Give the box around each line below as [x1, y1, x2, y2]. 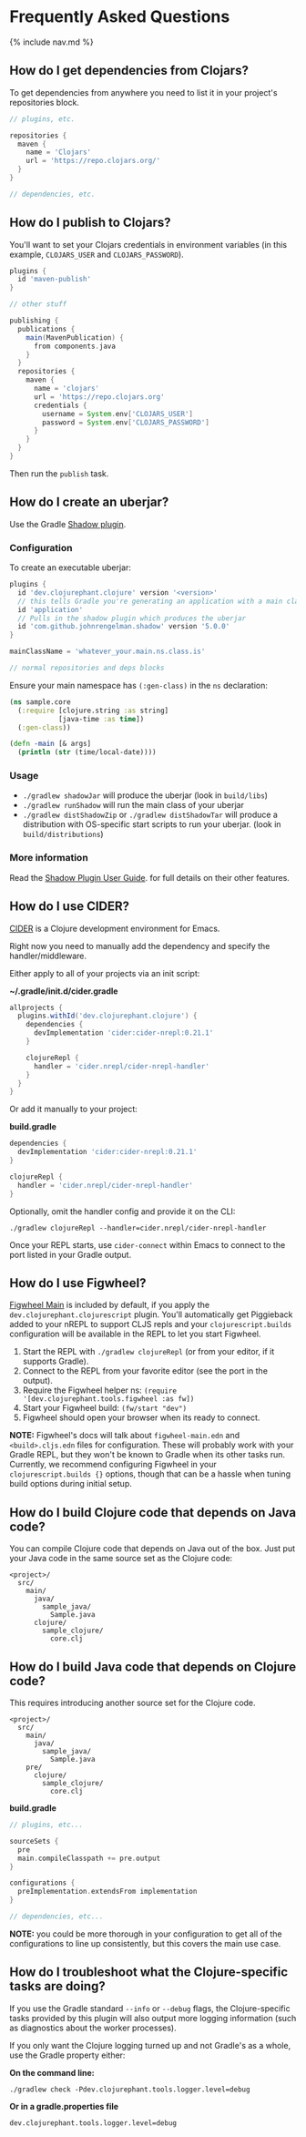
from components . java [33, 342, 117, 351]
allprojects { [9, 1003, 64, 1012]
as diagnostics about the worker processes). [9, 2022, 177, 2033]
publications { [17, 324, 76, 333]
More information [9, 852, 88, 864]
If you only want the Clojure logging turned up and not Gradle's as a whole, [9, 2040, 291, 2050]
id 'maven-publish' [17, 275, 92, 284]
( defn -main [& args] [9, 740, 92, 749]
